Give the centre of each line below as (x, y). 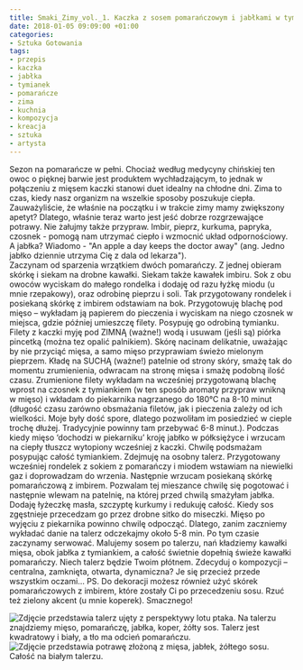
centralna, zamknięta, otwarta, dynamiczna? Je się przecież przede (135, 571)
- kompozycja (34, 118)
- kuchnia (28, 110)
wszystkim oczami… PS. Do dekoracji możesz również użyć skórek (134, 581)
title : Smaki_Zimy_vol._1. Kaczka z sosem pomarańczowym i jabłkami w (145, 18)
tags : (19, 51)
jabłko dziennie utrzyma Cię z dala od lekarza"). (98, 255)
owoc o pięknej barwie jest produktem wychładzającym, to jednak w (136, 179)
